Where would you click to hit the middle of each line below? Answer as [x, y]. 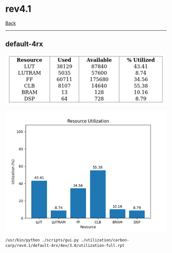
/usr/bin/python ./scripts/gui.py [42, 240]
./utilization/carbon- [105, 240]
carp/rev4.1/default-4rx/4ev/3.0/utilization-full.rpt [65, 246]
